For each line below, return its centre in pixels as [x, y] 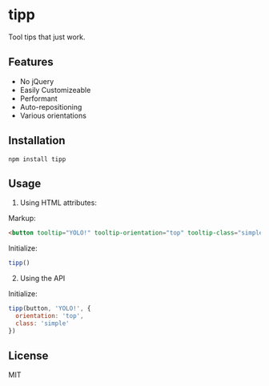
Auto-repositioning [51, 107]
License [28, 356]
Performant [38, 99]
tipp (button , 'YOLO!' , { [50, 309]
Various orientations [53, 115]
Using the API [42, 279]
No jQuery [37, 81]
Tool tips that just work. [47, 37]
